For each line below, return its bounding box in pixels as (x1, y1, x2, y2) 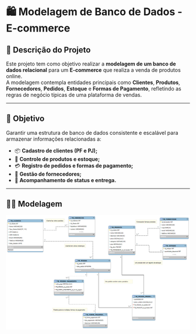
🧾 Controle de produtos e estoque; (14, 155, 100, 162)
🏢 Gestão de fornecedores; (14, 171, 82, 178)
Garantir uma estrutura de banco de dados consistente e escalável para (6, 129, 178, 136)
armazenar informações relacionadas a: (6, 135, 101, 142)
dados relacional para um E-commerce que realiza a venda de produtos (6, 67, 181, 74)
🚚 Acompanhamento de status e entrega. (14, 176, 117, 183)
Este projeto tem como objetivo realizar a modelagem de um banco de (6, 60, 176, 67)
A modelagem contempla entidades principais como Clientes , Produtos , (6, 79, 180, 86)
